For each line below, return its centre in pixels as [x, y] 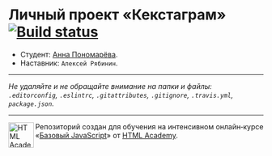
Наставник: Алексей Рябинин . [69, 63]
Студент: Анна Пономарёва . [69, 54]
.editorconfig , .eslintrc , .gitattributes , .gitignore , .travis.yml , [121, 95]
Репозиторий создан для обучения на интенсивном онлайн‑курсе [149, 126]
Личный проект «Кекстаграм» [117, 15]
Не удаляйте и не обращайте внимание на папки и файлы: [110, 86]
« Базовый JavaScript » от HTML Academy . [106, 135]
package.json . [31, 103]
